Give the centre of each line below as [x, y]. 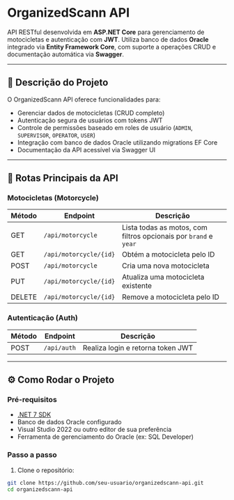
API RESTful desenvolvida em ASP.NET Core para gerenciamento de [106, 32]
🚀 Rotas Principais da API [63, 178]
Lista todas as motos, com [164, 227]
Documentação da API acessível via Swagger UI [86, 150]
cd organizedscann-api [40, 489]
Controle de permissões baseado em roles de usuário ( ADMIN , [105, 127]
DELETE [24, 297]
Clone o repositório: [46, 470]
